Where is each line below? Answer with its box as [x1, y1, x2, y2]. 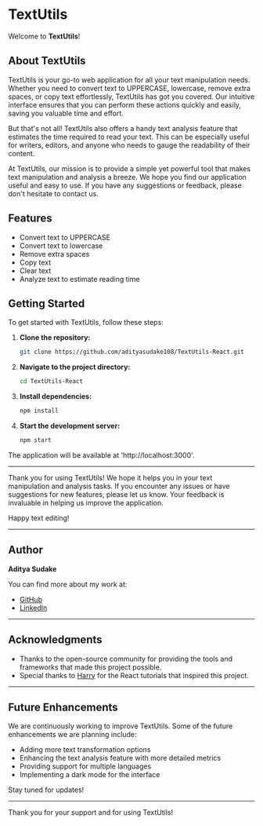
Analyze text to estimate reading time [19, 274, 140, 283]
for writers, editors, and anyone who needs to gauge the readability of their [8, 140, 250, 150]
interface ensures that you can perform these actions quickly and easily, [8, 100, 241, 109]
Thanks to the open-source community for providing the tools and [19, 654, 233, 663]
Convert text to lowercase [19, 241, 103, 250]
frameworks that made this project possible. [19, 662, 162, 672]
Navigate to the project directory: [19, 363, 131, 372]
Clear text [19, 265, 52, 276]
